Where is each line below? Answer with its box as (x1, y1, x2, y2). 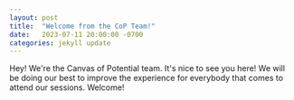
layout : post (9, 13, 59, 23)
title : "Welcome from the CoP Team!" (9, 22, 156, 31)
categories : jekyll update (9, 38, 111, 48)
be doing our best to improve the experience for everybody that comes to (9, 73, 283, 84)
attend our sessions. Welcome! (9, 82, 125, 93)
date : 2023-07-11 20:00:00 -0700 (9, 30, 144, 39)
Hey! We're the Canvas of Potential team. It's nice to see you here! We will (9, 63, 286, 74)
